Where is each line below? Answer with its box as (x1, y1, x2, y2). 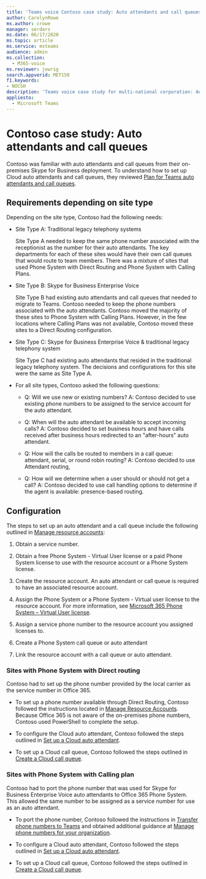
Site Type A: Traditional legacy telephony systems (15, 225, 142, 233)
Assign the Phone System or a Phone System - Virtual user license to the (15, 596, 200, 603)
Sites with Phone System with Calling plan (6, 770, 135, 779)
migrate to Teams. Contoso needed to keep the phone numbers (15, 300, 176, 308)
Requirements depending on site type (6, 197, 153, 207)
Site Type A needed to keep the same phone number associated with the (15, 238, 199, 245)
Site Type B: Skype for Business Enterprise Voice (15, 282, 140, 289)
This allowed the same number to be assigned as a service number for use (6, 797, 195, 805)
